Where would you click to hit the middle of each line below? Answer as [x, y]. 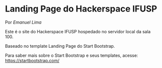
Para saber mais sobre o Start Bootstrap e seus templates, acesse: [72, 55]
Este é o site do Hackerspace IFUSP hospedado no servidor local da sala [78, 31]
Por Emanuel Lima [23, 22]
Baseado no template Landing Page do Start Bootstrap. [60, 46]
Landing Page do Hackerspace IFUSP [81, 9]
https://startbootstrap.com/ [32, 60]
